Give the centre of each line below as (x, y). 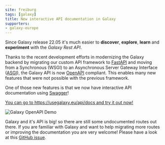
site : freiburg (21, 10)
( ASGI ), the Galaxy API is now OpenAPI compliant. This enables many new (81, 73)
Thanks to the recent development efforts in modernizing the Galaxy (75, 57)
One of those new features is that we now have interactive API (68, 88)
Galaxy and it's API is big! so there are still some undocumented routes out (81, 122)
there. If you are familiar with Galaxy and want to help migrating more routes (82, 127)
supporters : (17, 24)
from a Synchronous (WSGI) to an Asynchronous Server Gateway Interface (82, 68)
